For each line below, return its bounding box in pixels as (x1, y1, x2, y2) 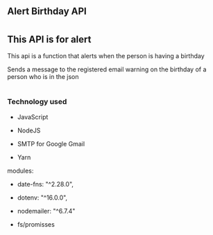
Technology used (7, 97, 67, 107)
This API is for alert (7, 33, 92, 45)
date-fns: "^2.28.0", (17, 180, 74, 188)
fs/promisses (17, 220, 56, 228)
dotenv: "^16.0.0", (17, 193, 68, 202)
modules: (7, 166, 34, 175)
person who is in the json (7, 73, 79, 80)
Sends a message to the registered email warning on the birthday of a (7, 65, 207, 73)
